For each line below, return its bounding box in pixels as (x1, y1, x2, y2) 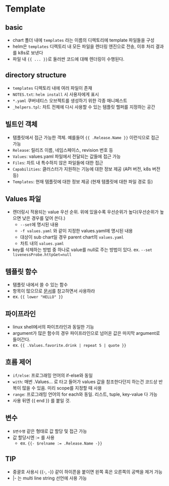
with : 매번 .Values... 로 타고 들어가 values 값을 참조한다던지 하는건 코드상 (12, 379, 158, 385)
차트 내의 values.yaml (20, 240, 64, 247)
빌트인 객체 (5, 120, 38, 129)
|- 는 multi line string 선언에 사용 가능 (12, 475, 87, 481)
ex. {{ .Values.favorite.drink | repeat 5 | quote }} (12, 342, 127, 348)
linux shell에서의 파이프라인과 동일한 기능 (12, 324, 94, 330)
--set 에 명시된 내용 (20, 221, 59, 227)
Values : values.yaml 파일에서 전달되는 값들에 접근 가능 (12, 153, 121, 159)
